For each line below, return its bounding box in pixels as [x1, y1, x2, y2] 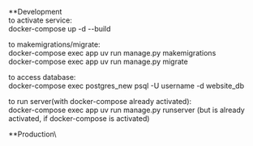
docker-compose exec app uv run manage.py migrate [8, 56, 188, 66]
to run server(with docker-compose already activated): [8, 97, 192, 106]
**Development [8, 7, 62, 16]
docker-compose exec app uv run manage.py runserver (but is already [8, 105, 245, 115]
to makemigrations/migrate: [8, 40, 101, 49]
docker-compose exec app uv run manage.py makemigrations [8, 48, 217, 57]
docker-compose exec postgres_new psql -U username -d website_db [8, 81, 245, 90]
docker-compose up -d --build [8, 24, 111, 33]
